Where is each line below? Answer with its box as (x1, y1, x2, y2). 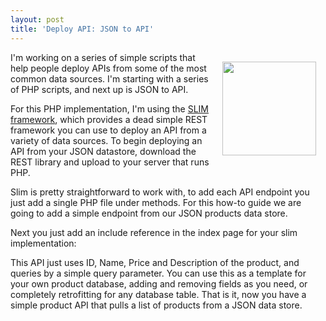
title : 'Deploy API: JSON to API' (10, 24, 155, 34)
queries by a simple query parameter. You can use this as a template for (10, 267, 307, 279)
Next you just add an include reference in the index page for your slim (10, 226, 298, 238)
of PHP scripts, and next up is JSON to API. (10, 83, 189, 95)
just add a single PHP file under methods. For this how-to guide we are (10, 196, 302, 208)
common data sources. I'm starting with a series (10, 72, 209, 85)
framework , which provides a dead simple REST (10, 113, 208, 125)
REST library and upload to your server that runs (10, 156, 210, 168)
